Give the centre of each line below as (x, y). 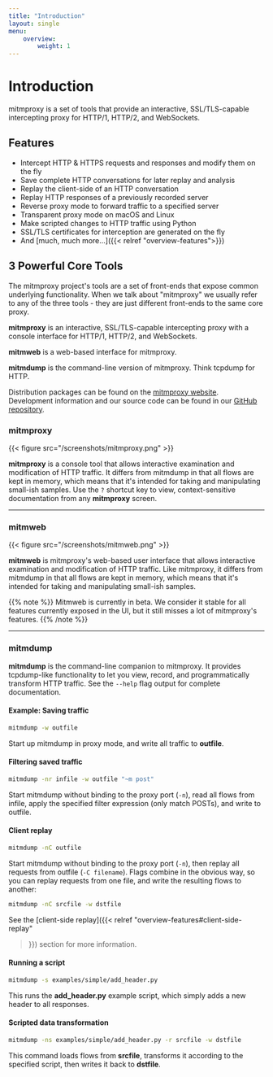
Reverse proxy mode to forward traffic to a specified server (119, 206)
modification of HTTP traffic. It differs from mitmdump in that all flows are (131, 472)
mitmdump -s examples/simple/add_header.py (83, 980)
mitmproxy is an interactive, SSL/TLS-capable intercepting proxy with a (129, 327)
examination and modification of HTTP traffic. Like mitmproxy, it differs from (136, 569)
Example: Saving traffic (49, 711)
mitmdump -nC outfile (45, 848)
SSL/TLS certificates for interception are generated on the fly (123, 232)
